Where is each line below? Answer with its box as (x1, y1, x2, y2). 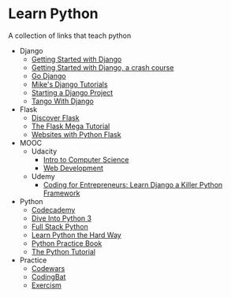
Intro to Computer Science (43, 154, 129, 164)
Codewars (31, 263, 65, 273)
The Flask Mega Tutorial (31, 121, 110, 131)
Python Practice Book (31, 238, 102, 248)
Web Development (43, 163, 104, 173)
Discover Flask (31, 113, 80, 122)
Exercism (31, 280, 61, 290)
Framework (43, 188, 80, 198)
